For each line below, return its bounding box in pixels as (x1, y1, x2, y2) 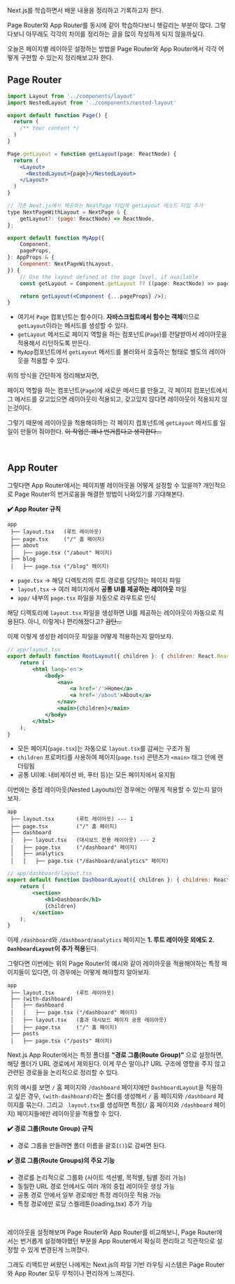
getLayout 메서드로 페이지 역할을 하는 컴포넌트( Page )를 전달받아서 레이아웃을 (17, 330, 227, 338)
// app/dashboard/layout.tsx (7, 870, 92, 877)
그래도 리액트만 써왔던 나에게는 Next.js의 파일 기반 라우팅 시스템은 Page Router (7, 1260, 225, 1269)
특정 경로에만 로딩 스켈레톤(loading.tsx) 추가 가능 (17, 1200, 152, 1208)
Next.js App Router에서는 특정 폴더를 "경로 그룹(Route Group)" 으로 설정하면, (7, 1051, 224, 1059)
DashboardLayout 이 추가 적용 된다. (7, 944, 99, 953)
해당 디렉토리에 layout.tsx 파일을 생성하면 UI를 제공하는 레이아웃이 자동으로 (7, 609, 217, 617)
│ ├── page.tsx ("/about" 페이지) (10, 549, 113, 557)
